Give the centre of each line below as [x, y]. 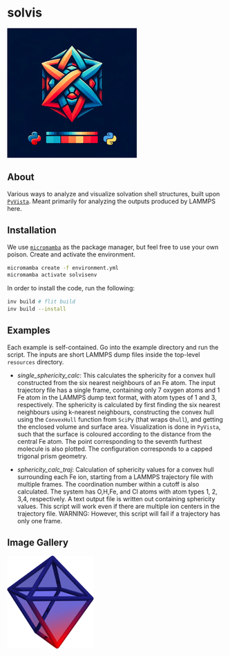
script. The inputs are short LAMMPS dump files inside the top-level [104, 355]
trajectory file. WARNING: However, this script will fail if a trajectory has [119, 514]
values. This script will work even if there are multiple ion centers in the [118, 506]
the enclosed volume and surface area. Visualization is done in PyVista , [119, 427]
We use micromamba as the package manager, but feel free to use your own [113, 247]
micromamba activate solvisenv [52, 275]
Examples [29, 331]
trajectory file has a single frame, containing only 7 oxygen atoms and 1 [118, 390]
